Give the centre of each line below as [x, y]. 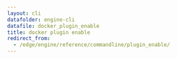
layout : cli [24, 13]
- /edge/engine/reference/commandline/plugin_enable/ [92, 45]
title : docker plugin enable [49, 32]
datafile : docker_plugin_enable [53, 26]
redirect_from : [29, 39]
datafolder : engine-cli [41, 20]
